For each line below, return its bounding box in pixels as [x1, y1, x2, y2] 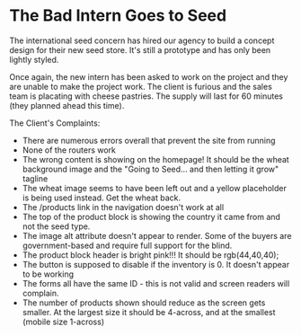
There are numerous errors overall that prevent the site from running [22, 135, 276, 145]
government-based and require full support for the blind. [22, 240, 233, 251]
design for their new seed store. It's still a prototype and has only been [9, 44, 271, 55]
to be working [22, 269, 75, 279]
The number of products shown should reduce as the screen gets [22, 297, 266, 308]
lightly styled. [9, 54, 59, 65]
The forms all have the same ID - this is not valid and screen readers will [22, 278, 290, 288]
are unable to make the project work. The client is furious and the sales [9, 81, 272, 92]
